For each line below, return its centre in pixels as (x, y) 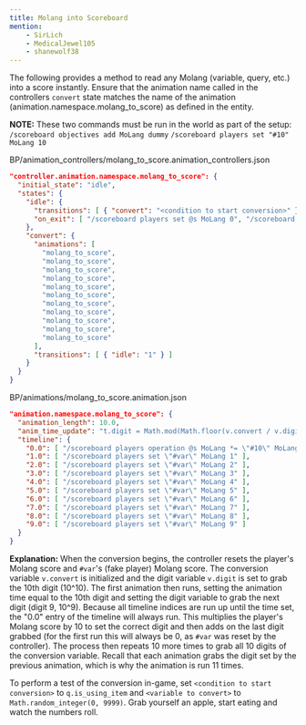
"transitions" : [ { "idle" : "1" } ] (103, 355)
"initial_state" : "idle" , (67, 185)
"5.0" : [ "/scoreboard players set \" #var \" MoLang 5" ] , (138, 490)
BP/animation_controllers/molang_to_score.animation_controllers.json (140, 160)
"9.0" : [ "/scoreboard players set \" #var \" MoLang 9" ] (136, 524)
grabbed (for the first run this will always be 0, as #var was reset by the (143, 636)
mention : (26, 26)
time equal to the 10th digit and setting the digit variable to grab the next (145, 597)
